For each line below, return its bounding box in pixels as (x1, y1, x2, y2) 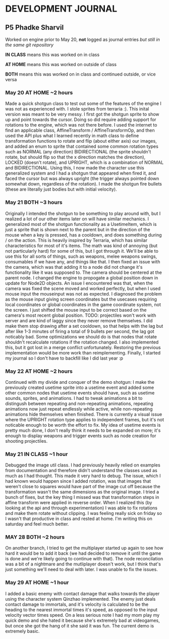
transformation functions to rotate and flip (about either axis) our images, (5, 138, 157, 144)
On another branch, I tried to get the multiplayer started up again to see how (5, 545, 163, 551)
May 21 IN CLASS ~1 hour (5, 450, 68, 457)
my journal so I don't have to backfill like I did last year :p (5, 355, 124, 361)
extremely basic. (5, 628, 40, 634)
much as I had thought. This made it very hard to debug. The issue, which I (5, 473, 161, 479)
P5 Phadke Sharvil (5, 23, 64, 32)
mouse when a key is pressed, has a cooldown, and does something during (5, 231, 162, 238)
